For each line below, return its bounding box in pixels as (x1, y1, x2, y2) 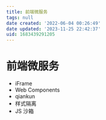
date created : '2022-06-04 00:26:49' (6, 20, 101, 26)
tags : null (6, 15, 34, 21)
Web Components (14, 86, 60, 94)
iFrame (14, 80, 33, 87)
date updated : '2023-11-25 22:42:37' (6, 25, 101, 32)
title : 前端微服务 (6, 8, 48, 15)
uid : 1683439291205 (6, 32, 55, 38)
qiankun (14, 93, 36, 100)
